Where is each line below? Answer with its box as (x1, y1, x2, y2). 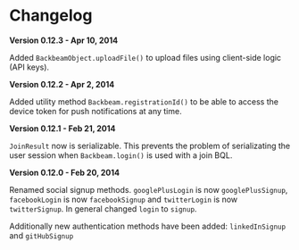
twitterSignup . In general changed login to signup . (9, 203, 197, 214)
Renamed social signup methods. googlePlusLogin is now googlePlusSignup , (9, 184, 288, 195)
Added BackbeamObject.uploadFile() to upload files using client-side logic (9, 52, 282, 62)
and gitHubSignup (9, 229, 74, 241)
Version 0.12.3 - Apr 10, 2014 (9, 35, 119, 46)
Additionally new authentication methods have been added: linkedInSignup (9, 221, 287, 231)
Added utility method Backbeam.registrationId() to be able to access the (9, 96, 279, 107)
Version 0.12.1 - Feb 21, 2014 (9, 122, 116, 134)
